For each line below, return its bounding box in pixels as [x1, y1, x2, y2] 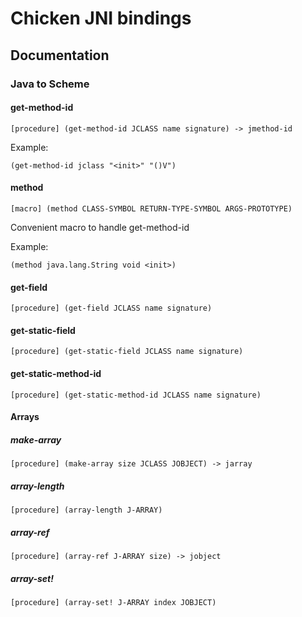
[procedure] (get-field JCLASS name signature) [10, 303, 213, 314]
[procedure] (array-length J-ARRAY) [10, 505, 163, 516]
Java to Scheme [10, 77, 90, 91]
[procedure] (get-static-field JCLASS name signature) [10, 347, 244, 357]
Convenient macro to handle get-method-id [10, 221, 190, 233]
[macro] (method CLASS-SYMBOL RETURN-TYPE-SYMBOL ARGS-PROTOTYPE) [10, 203, 293, 214]
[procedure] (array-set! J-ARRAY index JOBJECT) [10, 597, 217, 607]
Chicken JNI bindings [10, 7, 192, 30]
